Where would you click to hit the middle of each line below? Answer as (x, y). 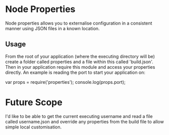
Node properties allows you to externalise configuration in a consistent (79, 23)
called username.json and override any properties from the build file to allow (84, 121)
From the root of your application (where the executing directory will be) (80, 56)
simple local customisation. (34, 127)
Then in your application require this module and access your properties (80, 67)
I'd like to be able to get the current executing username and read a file (79, 116)
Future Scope (34, 102)
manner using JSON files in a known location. (52, 28)
